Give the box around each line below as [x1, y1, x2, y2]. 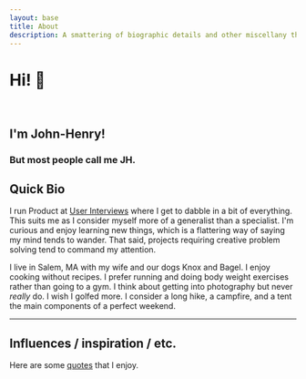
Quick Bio [9, 181, 66, 197]
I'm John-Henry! [9, 126, 107, 141]
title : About [9, 22, 59, 31]
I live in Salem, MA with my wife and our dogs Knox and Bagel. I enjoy [9, 261, 270, 273]
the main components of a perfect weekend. [9, 301, 176, 312]
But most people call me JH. [9, 153, 137, 166]
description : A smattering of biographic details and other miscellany [9, 30, 287, 39]
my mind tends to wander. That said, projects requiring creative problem [9, 234, 280, 246]
